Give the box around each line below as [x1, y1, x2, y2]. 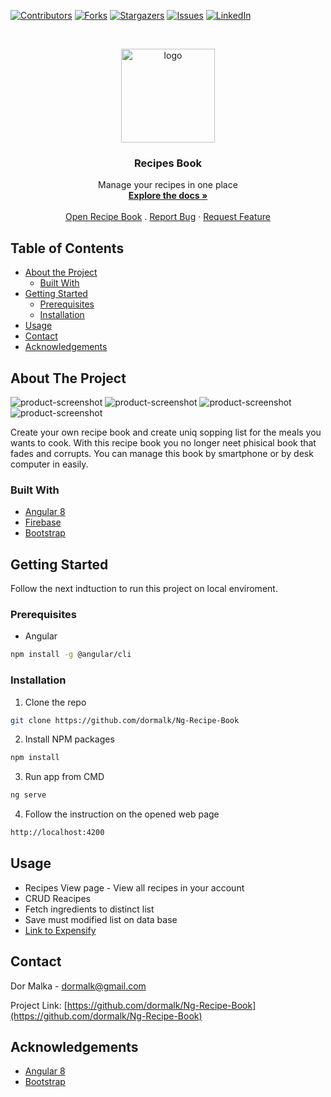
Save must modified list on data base [24, 913, 178, 925]
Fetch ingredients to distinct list [24, 903, 155, 915]
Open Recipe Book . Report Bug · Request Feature [65, 211, 271, 223]
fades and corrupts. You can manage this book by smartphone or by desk [10, 447, 314, 459]
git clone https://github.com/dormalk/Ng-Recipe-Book [10, 715, 240, 725]
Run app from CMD [24, 771, 105, 783]
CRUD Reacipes [24, 892, 91, 904]
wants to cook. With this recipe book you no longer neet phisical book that [10, 436, 317, 449]
